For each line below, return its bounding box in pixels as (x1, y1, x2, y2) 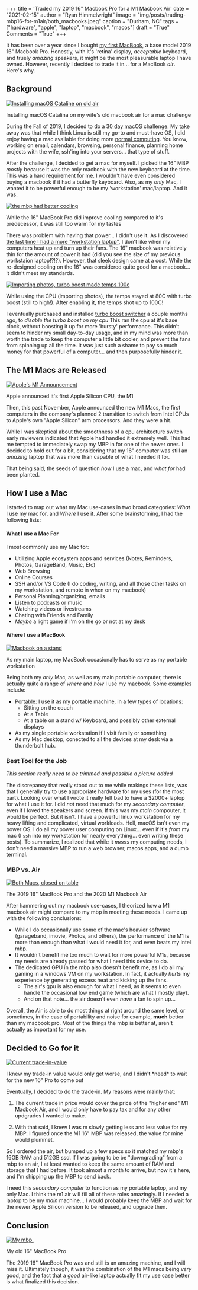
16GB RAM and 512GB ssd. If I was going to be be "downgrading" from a (6, 1154, 183, 1161)
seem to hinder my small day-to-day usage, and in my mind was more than (6, 329, 189, 336)
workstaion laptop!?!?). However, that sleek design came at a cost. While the (6, 257, 192, 264)
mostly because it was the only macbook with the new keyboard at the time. (6, 165, 191, 173)
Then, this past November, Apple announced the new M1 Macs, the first (6, 404, 181, 411)
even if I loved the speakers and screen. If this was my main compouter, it (6, 807, 186, 814)
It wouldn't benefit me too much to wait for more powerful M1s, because (14, 951, 191, 959)
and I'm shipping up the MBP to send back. (6, 1173, 111, 1180)
